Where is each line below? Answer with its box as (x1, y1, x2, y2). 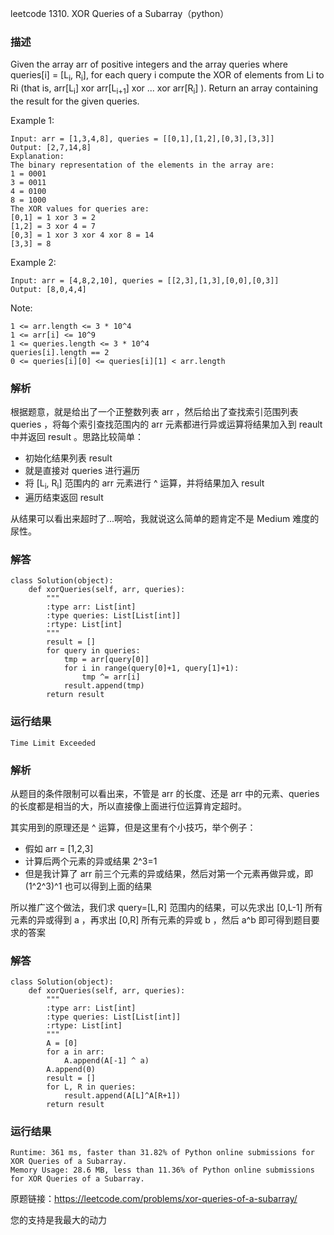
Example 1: (10, 114, 55, 126)
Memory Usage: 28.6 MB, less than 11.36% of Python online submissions (10, 1165, 315, 1176)
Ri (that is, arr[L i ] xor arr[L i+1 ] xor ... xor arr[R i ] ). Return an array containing (10, 82, 319, 96)
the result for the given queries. (10, 95, 140, 107)
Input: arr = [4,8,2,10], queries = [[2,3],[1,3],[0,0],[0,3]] (10, 275, 280, 286)
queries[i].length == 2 (10, 347, 110, 357)
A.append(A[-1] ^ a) (63, 1056, 150, 1066)
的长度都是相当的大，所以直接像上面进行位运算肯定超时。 (10, 800, 247, 812)
